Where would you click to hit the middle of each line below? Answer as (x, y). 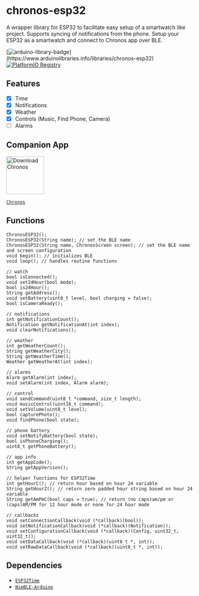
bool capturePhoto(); (33, 414)
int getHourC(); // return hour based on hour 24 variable (82, 483)
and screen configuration (39, 251)
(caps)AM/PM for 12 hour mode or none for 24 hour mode (78, 505)
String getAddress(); (33, 293)
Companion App (38, 145)
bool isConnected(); (32, 277)
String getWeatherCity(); (39, 351)
